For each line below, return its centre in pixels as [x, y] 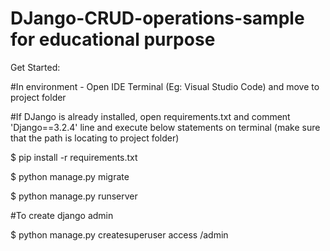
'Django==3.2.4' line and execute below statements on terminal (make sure [165, 127]
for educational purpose [113, 39]
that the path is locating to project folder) [95, 138]
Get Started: [35, 67]
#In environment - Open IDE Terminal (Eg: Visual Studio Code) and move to [165, 86]
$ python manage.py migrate [70, 176]
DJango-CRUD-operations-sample [157, 18]
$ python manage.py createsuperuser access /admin [119, 234]
